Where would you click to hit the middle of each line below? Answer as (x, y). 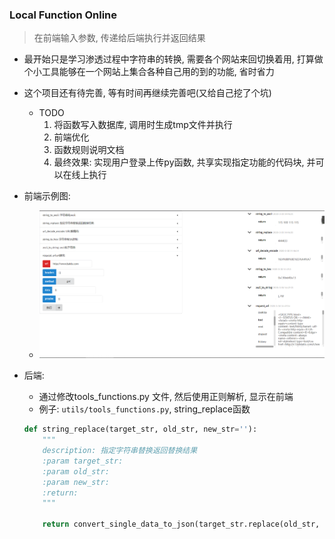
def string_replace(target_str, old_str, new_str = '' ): (140, 429)
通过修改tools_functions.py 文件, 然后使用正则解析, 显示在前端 (166, 397)
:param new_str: (76, 482)
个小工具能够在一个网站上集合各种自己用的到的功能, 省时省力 (149, 72)
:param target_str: (83, 461)
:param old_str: (76, 471)
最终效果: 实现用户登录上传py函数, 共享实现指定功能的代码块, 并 (184, 162)
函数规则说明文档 (89, 150)
